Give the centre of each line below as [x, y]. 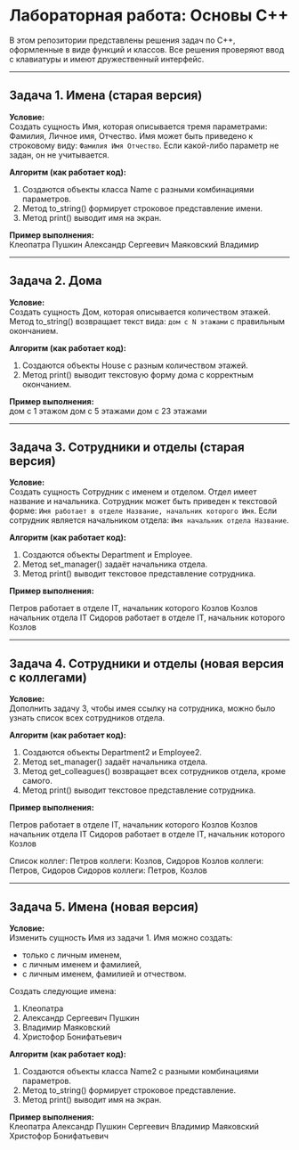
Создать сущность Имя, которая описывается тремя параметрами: [138, 126]
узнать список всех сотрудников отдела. [87, 718]
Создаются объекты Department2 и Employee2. [112, 753]
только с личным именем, [72, 955]
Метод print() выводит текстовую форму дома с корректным [137, 374]
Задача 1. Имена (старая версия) [106, 96]
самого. [37, 781]
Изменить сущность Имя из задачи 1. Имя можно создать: [121, 938]
